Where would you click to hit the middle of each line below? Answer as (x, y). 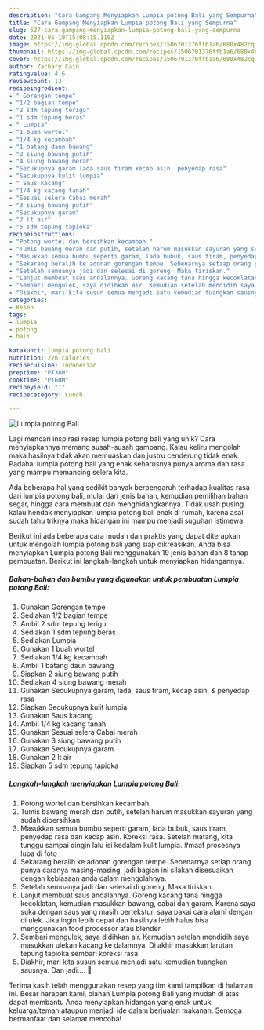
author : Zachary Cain (44, 67)
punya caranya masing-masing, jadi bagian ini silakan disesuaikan (127, 870)
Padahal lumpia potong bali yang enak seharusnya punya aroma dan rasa (127, 464)
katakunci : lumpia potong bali (60, 351)
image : (20, 45)
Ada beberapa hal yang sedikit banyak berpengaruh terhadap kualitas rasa (129, 488)
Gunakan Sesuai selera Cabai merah (79, 732)
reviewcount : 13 (35, 81)
